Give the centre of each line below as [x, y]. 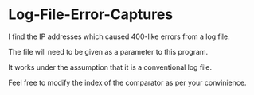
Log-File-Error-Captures [91, 15]
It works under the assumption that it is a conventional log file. [110, 67]
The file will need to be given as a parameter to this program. [108, 51]
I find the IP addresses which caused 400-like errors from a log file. [119, 36]
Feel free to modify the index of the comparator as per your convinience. [127, 82]
